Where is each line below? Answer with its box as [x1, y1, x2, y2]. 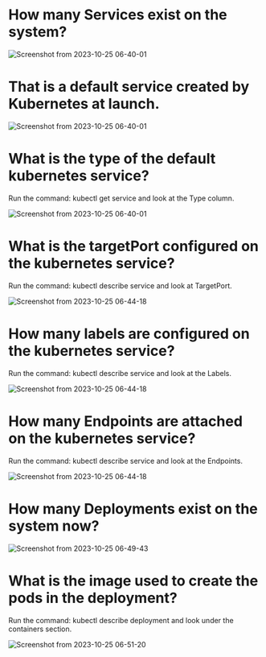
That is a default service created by [8, 78, 250, 96]
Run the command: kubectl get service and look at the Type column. [8, 193, 235, 203]
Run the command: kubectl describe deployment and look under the [8, 615, 235, 625]
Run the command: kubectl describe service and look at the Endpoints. [8, 456, 243, 465]
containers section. [8, 624, 72, 634]
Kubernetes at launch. [8, 95, 160, 114]
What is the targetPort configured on [8, 238, 260, 255]
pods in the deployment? [8, 589, 178, 607]
